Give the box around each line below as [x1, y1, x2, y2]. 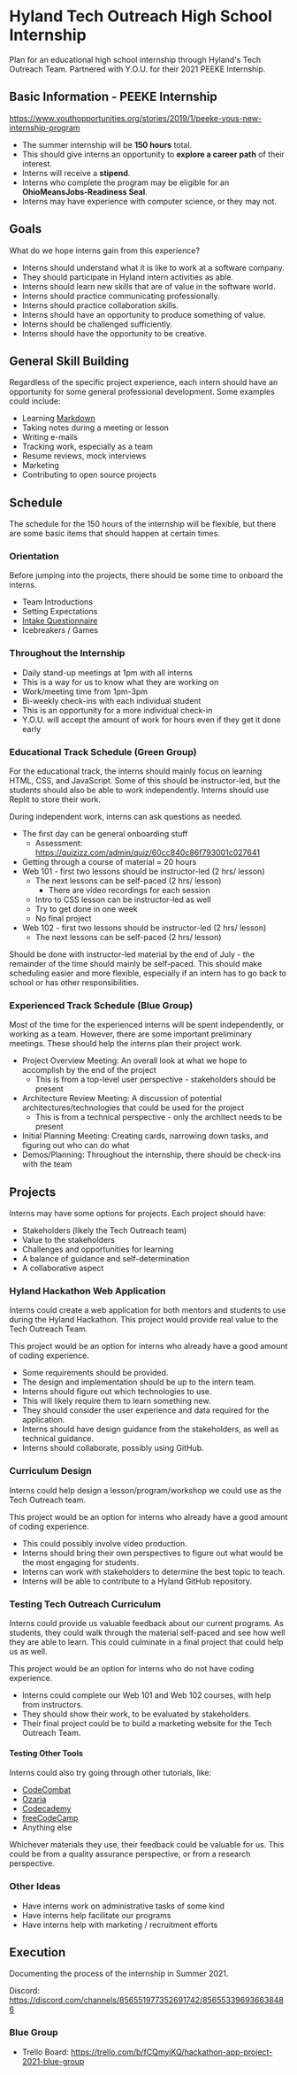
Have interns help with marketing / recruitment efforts [21, 1919, 218, 1930]
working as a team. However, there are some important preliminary [9, 1029, 252, 1039]
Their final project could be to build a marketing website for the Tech [21, 1718, 272, 1729]
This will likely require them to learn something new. [21, 1396, 211, 1407]
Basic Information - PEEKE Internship [9, 89, 218, 104]
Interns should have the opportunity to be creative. [21, 328, 208, 338]
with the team [21, 1159, 72, 1169]
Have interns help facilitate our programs [21, 1909, 171, 1920]
